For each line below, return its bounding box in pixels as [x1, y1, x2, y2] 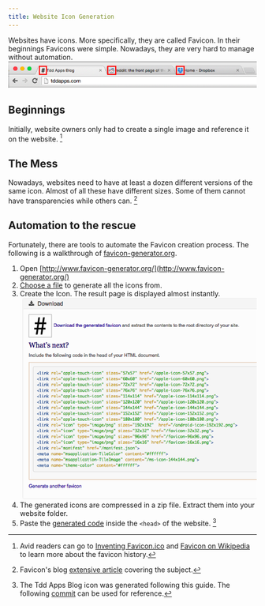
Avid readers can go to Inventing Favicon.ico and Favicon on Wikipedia [19, 541, 251, 551]
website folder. [19, 509, 69, 518]
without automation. [8, 52, 73, 62]
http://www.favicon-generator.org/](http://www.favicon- [42, 263, 225, 273]
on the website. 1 [8, 133, 63, 144]
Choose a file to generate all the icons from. [19, 280, 162, 290]
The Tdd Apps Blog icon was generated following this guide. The [19, 580, 230, 589]
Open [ [19, 263, 43, 273]
